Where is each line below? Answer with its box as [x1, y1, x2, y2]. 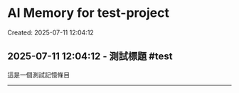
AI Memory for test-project [7, 5, 169, 21]
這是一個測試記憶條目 [7, 70, 70, 79]
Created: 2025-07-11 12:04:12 [7, 28, 94, 37]
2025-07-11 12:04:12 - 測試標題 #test [7, 51, 173, 63]
